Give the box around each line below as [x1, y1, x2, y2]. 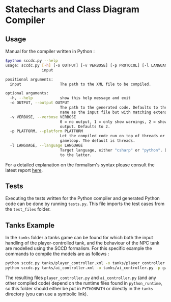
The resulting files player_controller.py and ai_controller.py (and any [5, 274, 156, 281]
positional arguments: [5, 77, 53, 82]
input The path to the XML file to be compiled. [10, 82, 152, 87]
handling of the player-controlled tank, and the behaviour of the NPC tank [5, 240, 160, 246]
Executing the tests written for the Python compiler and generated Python [5, 195, 160, 202]
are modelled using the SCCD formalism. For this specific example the [5, 245, 152, 251]
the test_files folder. [5, 206, 51, 212]
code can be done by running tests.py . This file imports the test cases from [5, 200, 165, 207]
